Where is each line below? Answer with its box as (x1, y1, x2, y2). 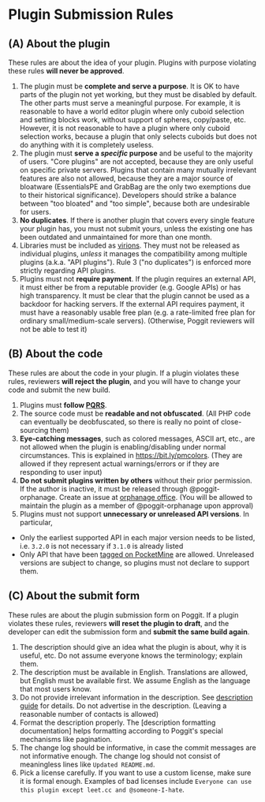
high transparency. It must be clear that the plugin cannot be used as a (19, 291, 250, 300)
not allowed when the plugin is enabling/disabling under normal (19, 442, 226, 451)
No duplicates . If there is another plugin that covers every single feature (19, 215, 255, 225)
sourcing (19, 425, 49, 435)
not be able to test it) (19, 325, 88, 334)
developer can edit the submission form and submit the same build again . (8, 627, 250, 636)
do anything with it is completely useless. (19, 140, 154, 149)
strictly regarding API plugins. (19, 266, 117, 275)
